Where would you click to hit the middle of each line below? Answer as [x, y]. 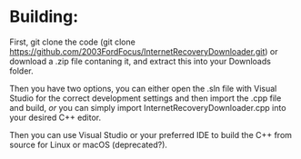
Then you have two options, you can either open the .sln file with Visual [143, 88]
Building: [44, 17]
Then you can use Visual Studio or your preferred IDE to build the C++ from [151, 134]
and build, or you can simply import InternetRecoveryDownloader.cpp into [148, 107]
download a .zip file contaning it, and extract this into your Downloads [140, 61]
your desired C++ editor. [55, 117]
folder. [21, 71]
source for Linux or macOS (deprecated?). [89, 144]
